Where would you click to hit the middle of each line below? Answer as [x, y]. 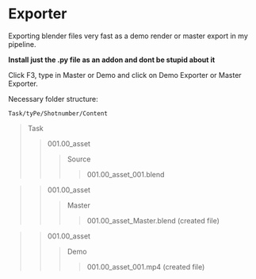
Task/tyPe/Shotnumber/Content [58, 113]
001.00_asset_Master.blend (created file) [153, 220]
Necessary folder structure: [53, 99]
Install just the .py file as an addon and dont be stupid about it [112, 60]
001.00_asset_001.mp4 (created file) [146, 266]
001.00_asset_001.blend [126, 174]
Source [79, 159]
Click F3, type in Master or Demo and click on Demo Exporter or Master [125, 75]
